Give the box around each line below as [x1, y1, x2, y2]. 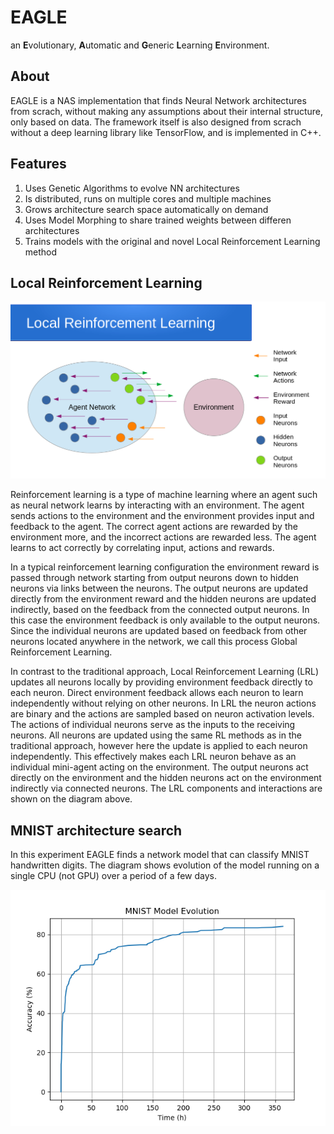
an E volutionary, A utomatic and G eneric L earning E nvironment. [10, 39, 270, 51]
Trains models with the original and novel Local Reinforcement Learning [24, 235, 321, 247]
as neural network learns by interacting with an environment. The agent [10, 499, 305, 511]
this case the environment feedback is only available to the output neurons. [10, 614, 321, 626]
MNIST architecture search [10, 822, 183, 839]
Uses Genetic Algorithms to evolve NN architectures [24, 182, 240, 194]
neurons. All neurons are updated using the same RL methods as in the [10, 729, 302, 741]
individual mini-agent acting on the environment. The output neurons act [10, 761, 309, 773]
